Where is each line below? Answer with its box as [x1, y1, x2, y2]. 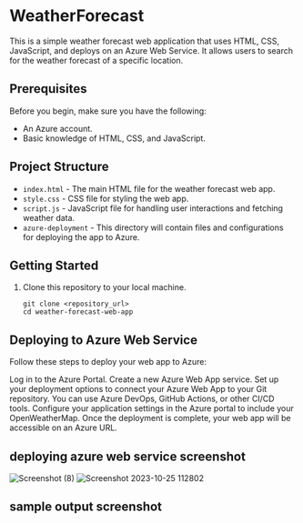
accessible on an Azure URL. [9, 422, 118, 433]
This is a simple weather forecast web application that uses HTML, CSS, [9, 35, 280, 46]
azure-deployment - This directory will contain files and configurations [22, 222, 284, 233]
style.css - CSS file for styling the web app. [22, 193, 189, 204]
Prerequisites [9, 81, 87, 96]
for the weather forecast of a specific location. [9, 55, 184, 65]
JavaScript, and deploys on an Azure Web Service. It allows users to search [9, 45, 294, 55]
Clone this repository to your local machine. [22, 282, 187, 293]
